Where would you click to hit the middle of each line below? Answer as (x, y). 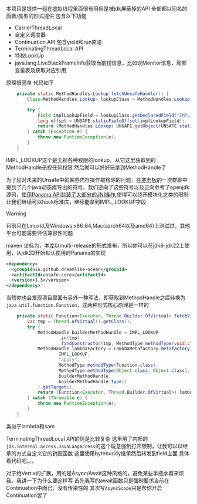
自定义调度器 (30, 35)
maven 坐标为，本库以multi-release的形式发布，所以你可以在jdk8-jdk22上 (95, 245)
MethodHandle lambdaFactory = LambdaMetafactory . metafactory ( (115, 349)
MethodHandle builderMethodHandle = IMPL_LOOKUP (98, 332)
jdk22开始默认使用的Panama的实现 (64, 253)
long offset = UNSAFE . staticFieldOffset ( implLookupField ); (111, 121)
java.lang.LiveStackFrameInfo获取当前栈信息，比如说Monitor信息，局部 (101, 63)
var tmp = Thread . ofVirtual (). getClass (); (80, 322)
